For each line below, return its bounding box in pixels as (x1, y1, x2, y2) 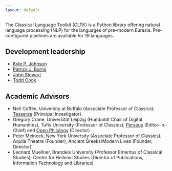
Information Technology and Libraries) (12, 160, 94, 166)
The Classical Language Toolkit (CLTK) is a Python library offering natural (5, 22, 160, 28)
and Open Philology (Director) (27, 127, 90, 134)
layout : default (5, 7, 40, 13)
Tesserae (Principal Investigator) (12, 111, 82, 117)
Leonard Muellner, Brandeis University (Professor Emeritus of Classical (12, 149, 163, 155)
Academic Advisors (5, 92, 70, 100)
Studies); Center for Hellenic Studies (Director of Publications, (12, 155, 144, 161)
